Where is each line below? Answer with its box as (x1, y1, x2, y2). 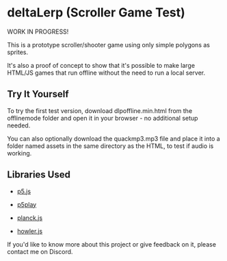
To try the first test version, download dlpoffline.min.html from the (7, 106, 193, 114)
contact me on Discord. (7, 247, 73, 256)
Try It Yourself (7, 88, 70, 100)
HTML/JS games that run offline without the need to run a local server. (7, 69, 206, 77)
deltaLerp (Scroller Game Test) (7, 5, 186, 21)
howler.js (16, 227, 43, 235)
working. (7, 149, 32, 157)
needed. (7, 121, 31, 129)
